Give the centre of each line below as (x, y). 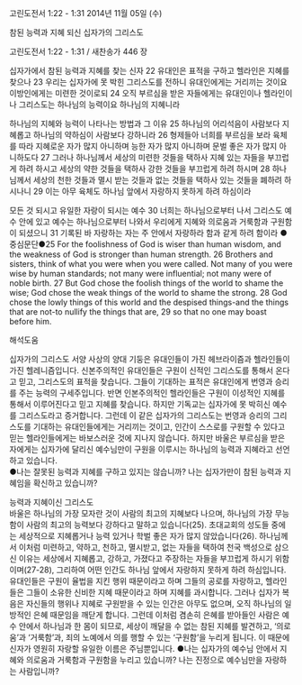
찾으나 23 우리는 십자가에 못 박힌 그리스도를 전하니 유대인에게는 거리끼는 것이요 (148, 82)
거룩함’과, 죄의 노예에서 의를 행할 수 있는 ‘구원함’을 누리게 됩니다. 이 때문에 (160, 637)
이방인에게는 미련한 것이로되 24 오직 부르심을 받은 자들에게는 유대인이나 (136, 93)
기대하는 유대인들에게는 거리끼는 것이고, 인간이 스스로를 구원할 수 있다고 (159, 427)
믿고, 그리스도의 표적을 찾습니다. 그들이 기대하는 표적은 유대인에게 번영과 (146, 382)
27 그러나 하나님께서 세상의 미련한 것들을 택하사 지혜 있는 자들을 (153, 157)
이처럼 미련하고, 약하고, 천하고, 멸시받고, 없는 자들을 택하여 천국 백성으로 (145, 547)
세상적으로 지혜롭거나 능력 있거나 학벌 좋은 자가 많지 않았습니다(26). (138, 536)
